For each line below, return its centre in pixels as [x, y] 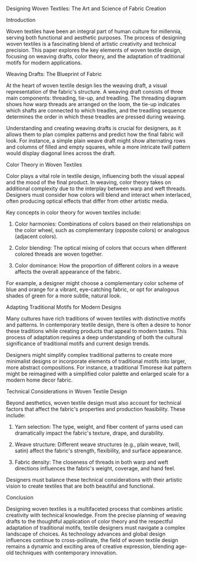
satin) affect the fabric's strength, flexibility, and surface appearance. [98, 451]
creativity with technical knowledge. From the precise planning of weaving [96, 515]
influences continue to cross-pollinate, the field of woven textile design [92, 540]
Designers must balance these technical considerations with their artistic [94, 480]
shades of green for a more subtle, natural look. [64, 296]
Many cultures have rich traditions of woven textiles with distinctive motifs [96, 318]
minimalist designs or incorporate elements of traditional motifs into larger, [96, 361]
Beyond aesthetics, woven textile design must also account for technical [94, 403]
